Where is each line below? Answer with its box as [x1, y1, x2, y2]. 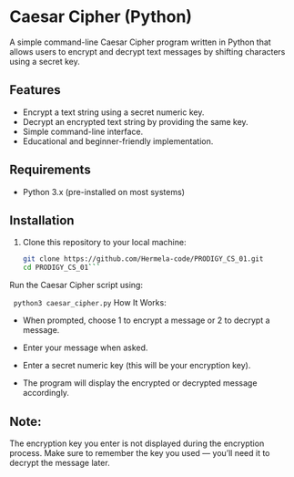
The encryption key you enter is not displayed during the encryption [9, 438, 265, 449]
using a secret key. [9, 56, 80, 67]
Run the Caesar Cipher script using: [9, 280, 144, 291]
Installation [9, 213, 75, 228]
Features [9, 82, 61, 98]
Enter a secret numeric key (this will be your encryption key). [22, 360, 251, 371]
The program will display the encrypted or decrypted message [22, 378, 258, 389]
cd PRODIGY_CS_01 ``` [22, 263, 101, 273]
